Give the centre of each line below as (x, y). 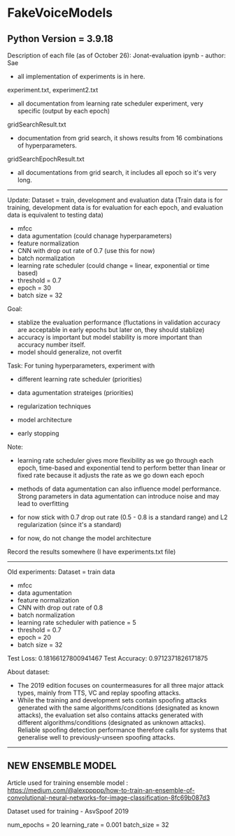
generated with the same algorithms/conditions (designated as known (118, 708)
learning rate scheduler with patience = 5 (77, 622)
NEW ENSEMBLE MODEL (62, 766)
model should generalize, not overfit (70, 352)
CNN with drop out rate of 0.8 (60, 607)
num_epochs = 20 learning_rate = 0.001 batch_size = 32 (88, 824)
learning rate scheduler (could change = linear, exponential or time (113, 266)
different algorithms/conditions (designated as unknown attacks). (112, 722)
